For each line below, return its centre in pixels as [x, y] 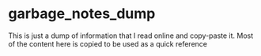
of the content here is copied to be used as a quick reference [108, 43]
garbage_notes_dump [82, 14]
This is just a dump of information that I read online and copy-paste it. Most [131, 35]
